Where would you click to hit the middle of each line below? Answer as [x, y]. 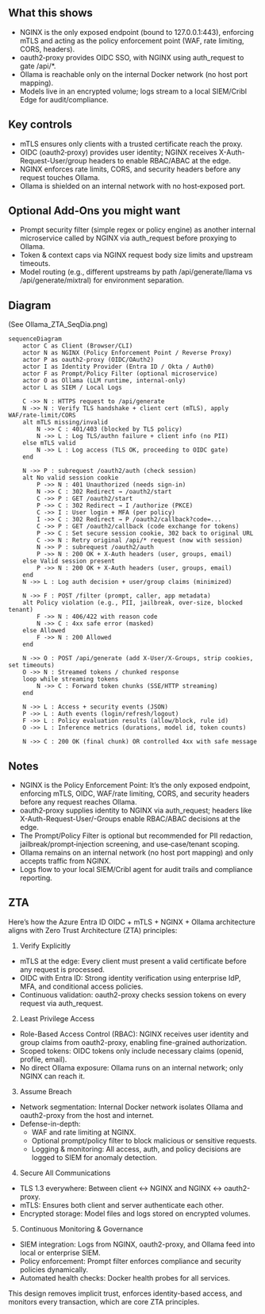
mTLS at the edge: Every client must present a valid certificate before [133, 961]
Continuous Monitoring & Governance [81, 1228]
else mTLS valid [50, 444]
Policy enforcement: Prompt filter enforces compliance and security [131, 1261]
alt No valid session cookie [71, 478]
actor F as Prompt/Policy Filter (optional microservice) [120, 374]
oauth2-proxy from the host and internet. [87, 1115]
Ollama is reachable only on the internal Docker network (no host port [134, 74]
